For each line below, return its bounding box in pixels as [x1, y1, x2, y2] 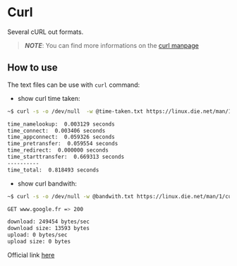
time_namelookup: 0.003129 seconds [7, 121, 115, 128]
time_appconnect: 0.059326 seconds [7, 133, 115, 141]
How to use [7, 61, 58, 74]
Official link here [7, 250, 55, 259]
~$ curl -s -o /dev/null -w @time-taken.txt [7, 107, 143, 115]
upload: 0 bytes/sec [7, 231, 68, 238]
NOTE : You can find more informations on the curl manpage [24, 41, 199, 49]
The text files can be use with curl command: [7, 80, 140, 89]
